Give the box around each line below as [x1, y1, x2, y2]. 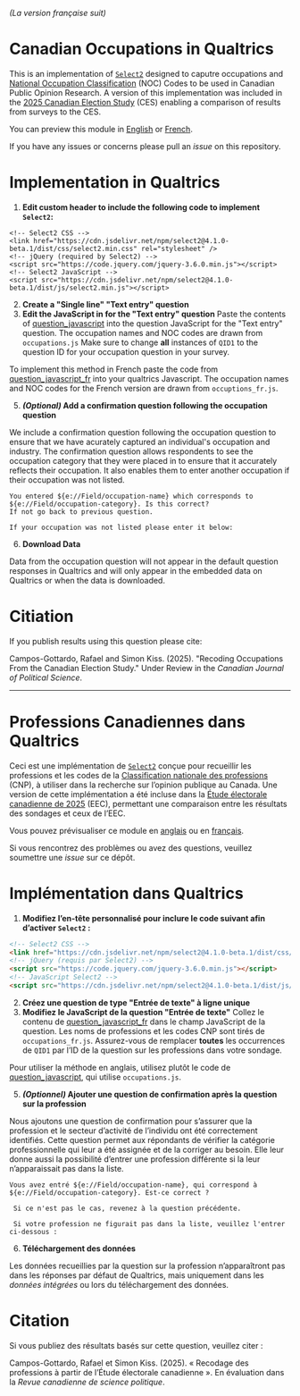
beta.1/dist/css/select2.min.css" [9, 244, 138, 253]
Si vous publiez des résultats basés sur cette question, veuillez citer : [9, 1340, 263, 1350]
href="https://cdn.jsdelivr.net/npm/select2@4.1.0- [32, 236, 229, 245]
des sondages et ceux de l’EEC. [9, 808, 127, 819]
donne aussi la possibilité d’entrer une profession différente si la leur [9, 1153, 261, 1165]
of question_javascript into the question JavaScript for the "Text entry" [21, 317, 283, 329]
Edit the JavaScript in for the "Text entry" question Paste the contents [21, 308, 287, 319]
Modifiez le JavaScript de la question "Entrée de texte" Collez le [21, 1006, 265, 1017]
